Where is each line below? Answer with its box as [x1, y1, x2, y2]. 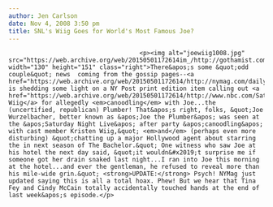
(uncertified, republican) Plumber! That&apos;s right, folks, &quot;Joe [8, 106, 264, 114]
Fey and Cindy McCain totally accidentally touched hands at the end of [8, 184, 260, 192]
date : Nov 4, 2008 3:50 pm [8, 19, 100, 28]
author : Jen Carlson [8, 11, 79, 20]
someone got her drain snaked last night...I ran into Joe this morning [8, 156, 260, 164]
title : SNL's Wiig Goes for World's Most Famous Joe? [8, 27, 195, 35]
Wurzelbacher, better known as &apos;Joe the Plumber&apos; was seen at [8, 113, 260, 122]
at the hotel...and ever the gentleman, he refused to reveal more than [8, 163, 260, 171]
